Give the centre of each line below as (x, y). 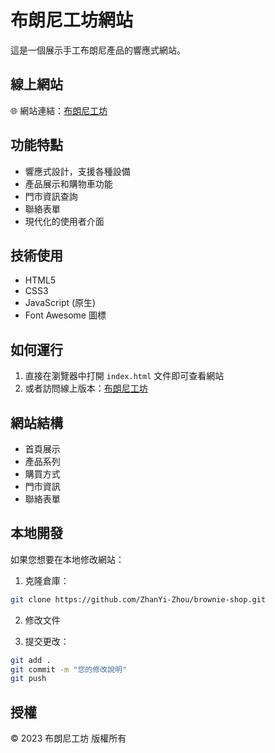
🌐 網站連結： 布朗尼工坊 (59, 110)
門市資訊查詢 (51, 196)
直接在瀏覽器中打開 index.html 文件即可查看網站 (124, 376)
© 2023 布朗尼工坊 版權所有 (68, 738)
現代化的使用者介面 (64, 221)
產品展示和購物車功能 (68, 183)
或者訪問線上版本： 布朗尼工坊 (86, 388)
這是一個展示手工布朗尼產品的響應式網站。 (98, 50)
